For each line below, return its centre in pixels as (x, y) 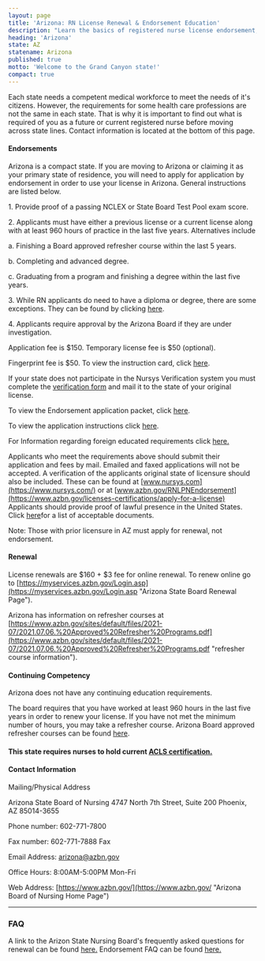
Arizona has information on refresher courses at (86, 615)
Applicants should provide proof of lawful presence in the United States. (125, 506)
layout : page (30, 15)
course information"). (43, 657)
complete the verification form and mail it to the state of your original (120, 386)
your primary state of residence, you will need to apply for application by (126, 174)
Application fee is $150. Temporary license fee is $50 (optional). (112, 347)
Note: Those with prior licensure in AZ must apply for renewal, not (115, 530)
